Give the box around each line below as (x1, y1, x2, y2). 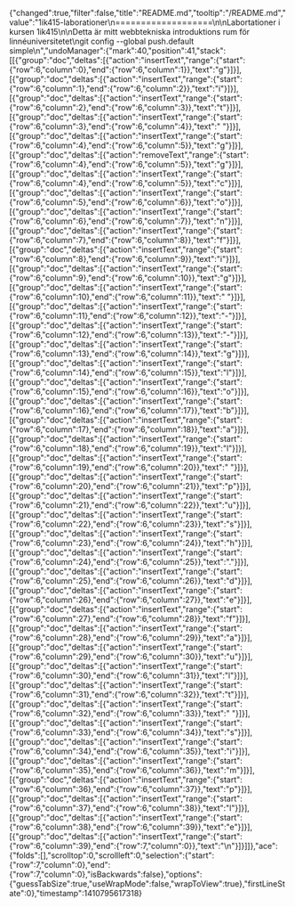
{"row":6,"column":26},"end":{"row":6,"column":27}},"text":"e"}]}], (9, 594, 252, 605)
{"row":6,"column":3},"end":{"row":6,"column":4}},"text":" (9, 121, 221, 132)
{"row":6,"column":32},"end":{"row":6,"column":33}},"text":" (9, 708, 230, 718)
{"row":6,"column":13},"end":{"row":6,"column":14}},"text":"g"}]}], (9, 348, 251, 359)
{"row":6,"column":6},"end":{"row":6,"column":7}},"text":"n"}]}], (9, 216, 243, 226)
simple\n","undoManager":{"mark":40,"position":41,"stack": (9, 45, 227, 56)
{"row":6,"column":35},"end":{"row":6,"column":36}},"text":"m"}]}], (9, 765, 255, 775)
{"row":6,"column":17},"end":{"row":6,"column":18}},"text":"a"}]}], (9, 424, 249, 435)
